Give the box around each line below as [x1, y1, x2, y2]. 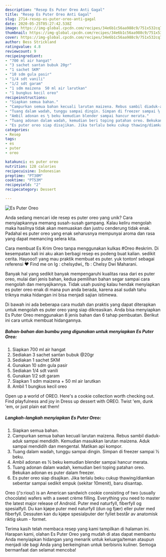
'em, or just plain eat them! [5, 403, 59, 410]
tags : [5, 137, 16, 141]
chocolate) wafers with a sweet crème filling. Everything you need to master [5, 495, 160, 501]
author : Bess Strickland [5, 40, 56, 45]
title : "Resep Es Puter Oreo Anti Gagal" [5, 12, 92, 17]
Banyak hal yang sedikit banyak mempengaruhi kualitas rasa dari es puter [5, 271, 155, 277]
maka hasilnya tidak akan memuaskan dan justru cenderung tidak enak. [5, 225, 151, 231]
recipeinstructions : [5, 95, 48, 100]
